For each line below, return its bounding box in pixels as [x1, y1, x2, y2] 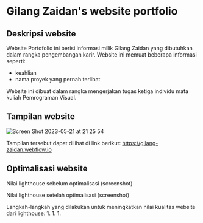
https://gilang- [121, 139, 158, 146]
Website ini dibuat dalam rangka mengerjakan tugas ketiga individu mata [6, 87, 189, 95]
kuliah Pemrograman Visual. [6, 94, 77, 101]
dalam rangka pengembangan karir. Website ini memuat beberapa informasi [6, 51, 197, 58]
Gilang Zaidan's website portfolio [6, 4, 178, 18]
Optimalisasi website [6, 163, 88, 174]
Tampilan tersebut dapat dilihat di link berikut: [6, 139, 121, 146]
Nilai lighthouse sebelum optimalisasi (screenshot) [6, 179, 133, 187]
